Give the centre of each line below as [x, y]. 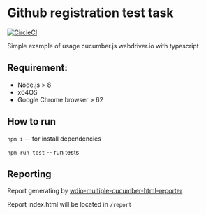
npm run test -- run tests [43, 152]
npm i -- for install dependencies [54, 139]
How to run [32, 122]
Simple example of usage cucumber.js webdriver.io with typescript [103, 46]
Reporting [29, 174]
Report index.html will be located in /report [70, 204]
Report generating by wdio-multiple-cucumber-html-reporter [95, 191]
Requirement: [38, 68]
